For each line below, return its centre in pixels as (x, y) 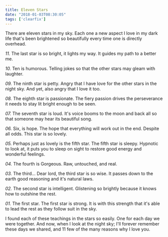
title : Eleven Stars (27, 10)
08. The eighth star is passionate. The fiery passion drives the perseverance (84, 98)
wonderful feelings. (25, 154)
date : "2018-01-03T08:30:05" (36, 14)
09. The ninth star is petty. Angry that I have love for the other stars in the (81, 83)
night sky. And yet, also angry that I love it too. (53, 89)
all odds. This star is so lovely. (36, 134)
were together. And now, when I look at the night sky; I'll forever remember (82, 224)
